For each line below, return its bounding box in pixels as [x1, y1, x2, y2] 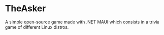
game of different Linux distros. [5, 24, 69, 30]
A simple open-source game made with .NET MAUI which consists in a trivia [5, 19, 160, 25]
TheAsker [5, 3, 46, 14]
